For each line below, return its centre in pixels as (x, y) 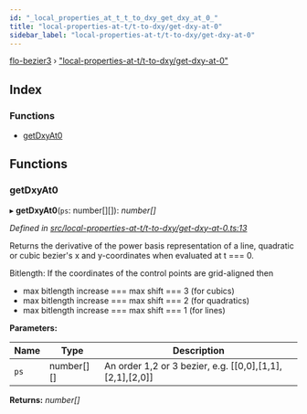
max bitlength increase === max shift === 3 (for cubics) (128, 291)
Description (199, 350)
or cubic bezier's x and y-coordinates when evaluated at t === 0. (132, 255)
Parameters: (33, 328)
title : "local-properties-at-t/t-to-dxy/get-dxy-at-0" (116, 27)
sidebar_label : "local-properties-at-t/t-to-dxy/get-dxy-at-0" (132, 35)
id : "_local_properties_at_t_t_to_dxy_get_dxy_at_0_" (114, 18)
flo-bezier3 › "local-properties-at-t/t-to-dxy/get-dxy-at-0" (119, 61)
